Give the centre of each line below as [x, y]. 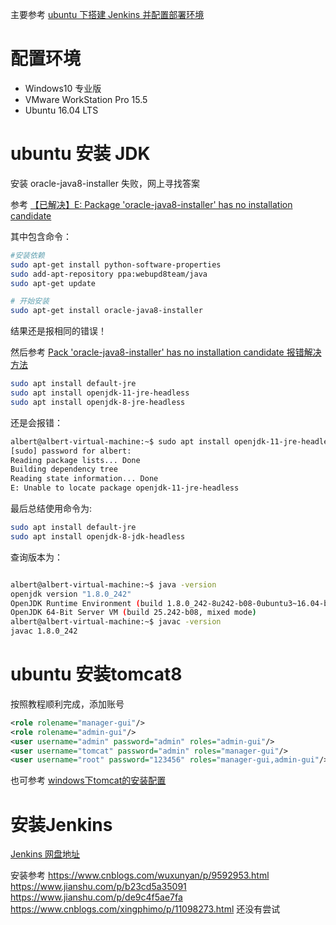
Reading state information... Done [84, 479]
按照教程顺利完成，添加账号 [67, 704]
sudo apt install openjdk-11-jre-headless [100, 393]
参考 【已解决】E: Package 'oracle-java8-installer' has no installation [151, 204]
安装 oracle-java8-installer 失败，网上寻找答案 [105, 183]
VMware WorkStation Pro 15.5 [86, 99]
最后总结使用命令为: [51, 508]
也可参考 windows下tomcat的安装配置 [88, 780]
